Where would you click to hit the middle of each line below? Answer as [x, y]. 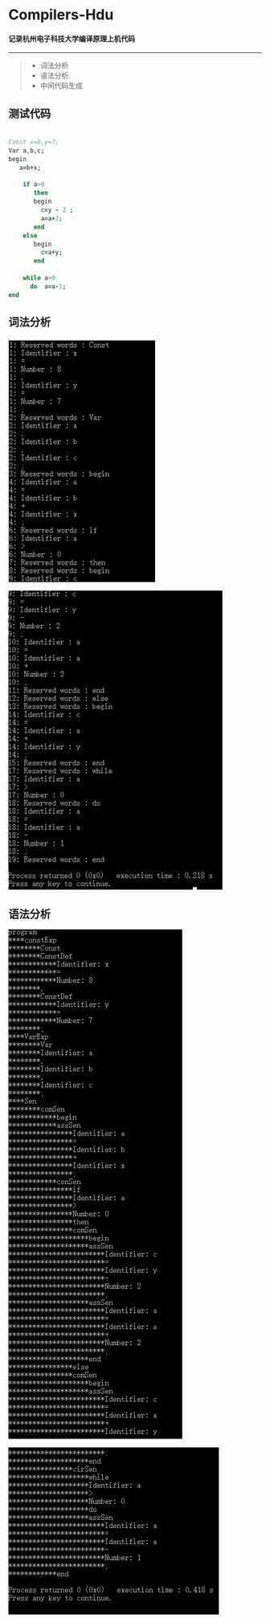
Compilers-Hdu [61, 15]
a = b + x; [30, 168]
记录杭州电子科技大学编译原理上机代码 [72, 39]
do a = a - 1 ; [48, 286]
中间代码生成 [61, 85]
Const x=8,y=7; [34, 143]
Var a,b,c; [27, 151]
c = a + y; [51, 253]
